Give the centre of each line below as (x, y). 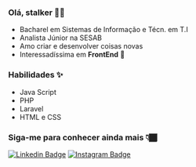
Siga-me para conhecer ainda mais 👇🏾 (83, 137)
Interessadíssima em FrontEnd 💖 (72, 55)
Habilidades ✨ (36, 75)
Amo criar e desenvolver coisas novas (81, 46)
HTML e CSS (40, 117)
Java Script (38, 92)
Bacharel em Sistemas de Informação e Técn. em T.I (103, 30)
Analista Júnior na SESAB (61, 38)
